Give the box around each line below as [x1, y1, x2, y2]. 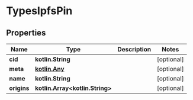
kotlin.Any [35, 65, 65, 73]
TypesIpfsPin [6, 4, 73, 18]
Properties [6, 28, 46, 38]
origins [9, 84, 30, 92]
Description [117, 46, 152, 53]
